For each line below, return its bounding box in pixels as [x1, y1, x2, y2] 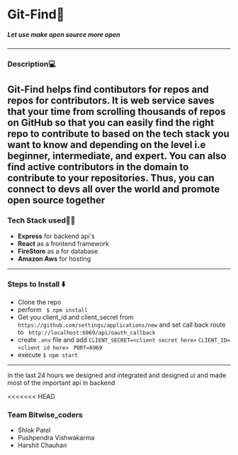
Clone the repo [17, 298, 62, 307]
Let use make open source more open [7, 30, 120, 38]
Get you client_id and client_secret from [17, 313, 134, 322]
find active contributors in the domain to [7, 161, 189, 173]
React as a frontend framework [17, 239, 110, 247]
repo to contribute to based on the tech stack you [7, 128, 230, 140]
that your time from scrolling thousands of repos [7, 106, 226, 118]
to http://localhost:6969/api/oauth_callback [17, 328, 156, 337]
